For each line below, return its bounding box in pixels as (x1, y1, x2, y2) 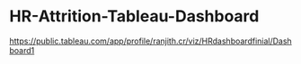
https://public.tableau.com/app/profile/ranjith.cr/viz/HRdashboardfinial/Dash (9, 36, 292, 46)
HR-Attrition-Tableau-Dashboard (9, 6, 260, 27)
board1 (9, 44, 35, 55)
